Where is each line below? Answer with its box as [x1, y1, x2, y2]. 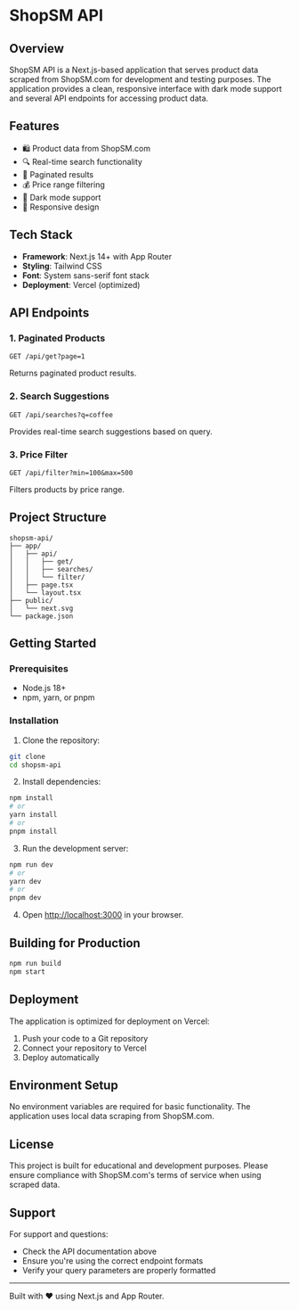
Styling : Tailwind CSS [21, 260, 102, 271]
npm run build [9, 960, 62, 968]
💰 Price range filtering [21, 179, 105, 190]
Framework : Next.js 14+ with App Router [21, 251, 172, 261]
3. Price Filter [9, 448, 69, 460]
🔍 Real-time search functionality [21, 156, 142, 167]
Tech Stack [9, 227, 73, 243]
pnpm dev [9, 894, 42, 902]
